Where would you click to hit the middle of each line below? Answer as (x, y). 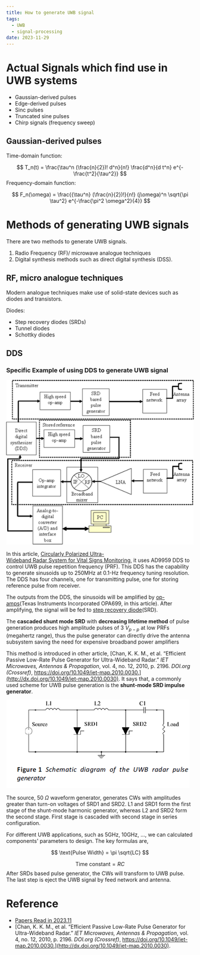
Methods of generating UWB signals (98, 225)
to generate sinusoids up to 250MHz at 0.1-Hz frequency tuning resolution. (98, 573)
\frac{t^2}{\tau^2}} (96, 174)
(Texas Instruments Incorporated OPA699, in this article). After (96, 603)
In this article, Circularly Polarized (47, 554)
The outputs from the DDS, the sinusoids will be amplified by (80, 597)
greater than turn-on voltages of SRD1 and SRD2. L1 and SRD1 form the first (99, 804)
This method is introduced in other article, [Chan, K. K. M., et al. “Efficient (96, 653)
